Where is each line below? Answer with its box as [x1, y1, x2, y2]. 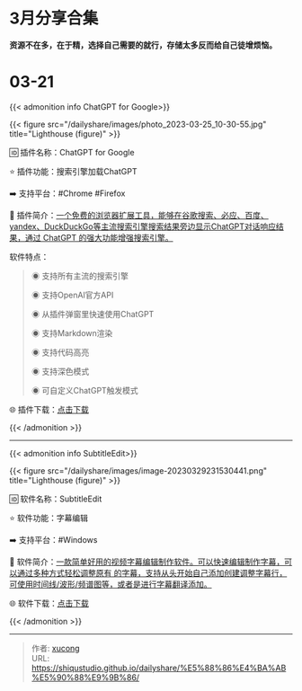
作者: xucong [31, 642, 80, 653]
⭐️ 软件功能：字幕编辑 [9, 512, 88, 523]
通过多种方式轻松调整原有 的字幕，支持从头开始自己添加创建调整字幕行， [16, 567, 288, 578]
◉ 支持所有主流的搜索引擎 [31, 270, 129, 281]
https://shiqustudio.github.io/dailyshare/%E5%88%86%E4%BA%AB [31, 662, 287, 673]
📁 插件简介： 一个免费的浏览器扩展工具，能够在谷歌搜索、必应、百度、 [9, 209, 270, 220]
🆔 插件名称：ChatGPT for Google [9, 146, 135, 157]
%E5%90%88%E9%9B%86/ [31, 671, 140, 683]
